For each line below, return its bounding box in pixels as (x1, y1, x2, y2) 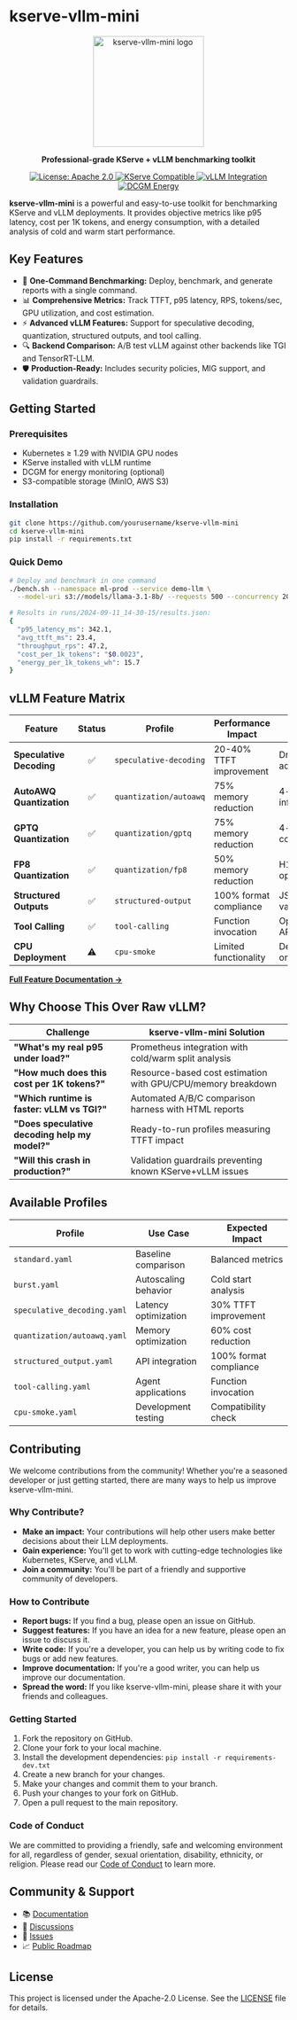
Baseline (135, 1247, 171, 1260)
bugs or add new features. (21, 1653, 119, 1664)
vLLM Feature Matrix (9, 690, 126, 706)
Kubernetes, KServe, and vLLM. (21, 1554, 139, 1565)
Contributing (9, 1442, 81, 1457)
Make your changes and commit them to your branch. (21, 1779, 218, 1790)
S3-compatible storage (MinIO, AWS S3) (21, 476, 170, 487)
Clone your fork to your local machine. (21, 1743, 162, 1753)
